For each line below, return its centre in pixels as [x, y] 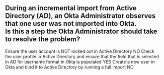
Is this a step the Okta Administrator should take [81, 32]
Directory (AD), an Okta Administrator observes [80, 16]
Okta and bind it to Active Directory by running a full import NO [70, 67]
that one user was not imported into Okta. [71, 24]
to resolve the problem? [43, 39]
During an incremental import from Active [71, 8]
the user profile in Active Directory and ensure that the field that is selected [82, 56]
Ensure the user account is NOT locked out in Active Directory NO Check [80, 51]
